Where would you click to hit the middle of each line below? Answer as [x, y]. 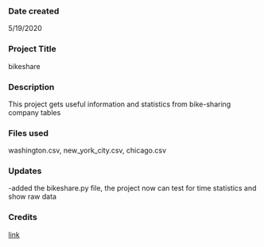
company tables [35, 112]
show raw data [33, 197]
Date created [34, 11]
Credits [23, 218]
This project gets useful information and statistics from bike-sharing [120, 104]
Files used [29, 133]
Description [31, 87]
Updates [25, 171]
